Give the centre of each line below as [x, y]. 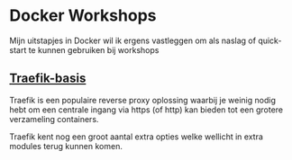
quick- [270, 40]
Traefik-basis [48, 79]
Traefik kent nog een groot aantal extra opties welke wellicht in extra [137, 137]
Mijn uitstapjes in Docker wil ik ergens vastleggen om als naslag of [133, 40]
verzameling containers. [54, 119]
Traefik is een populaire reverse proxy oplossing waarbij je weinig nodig [143, 100]
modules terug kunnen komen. [66, 146]
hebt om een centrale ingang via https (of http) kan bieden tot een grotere [146, 110]
